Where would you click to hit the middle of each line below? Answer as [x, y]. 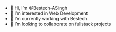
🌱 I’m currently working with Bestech [49, 19]
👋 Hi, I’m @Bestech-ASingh [39, 8]
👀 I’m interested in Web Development [49, 13]
